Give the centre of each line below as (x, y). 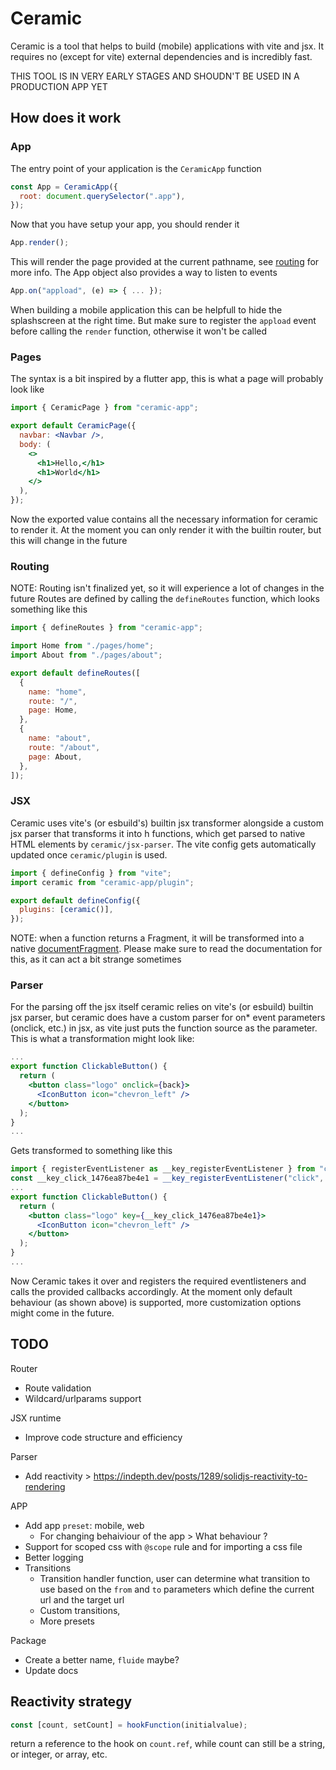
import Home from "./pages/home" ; (82, 646)
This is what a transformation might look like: (102, 1039)
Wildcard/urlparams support (83, 1398)
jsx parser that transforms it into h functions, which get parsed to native (158, 833)
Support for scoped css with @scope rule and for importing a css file (163, 1546)
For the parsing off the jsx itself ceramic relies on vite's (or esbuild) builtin (162, 1007)
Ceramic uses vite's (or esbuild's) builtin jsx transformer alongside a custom (167, 823)
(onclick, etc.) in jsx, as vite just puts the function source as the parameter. (164, 1028)
